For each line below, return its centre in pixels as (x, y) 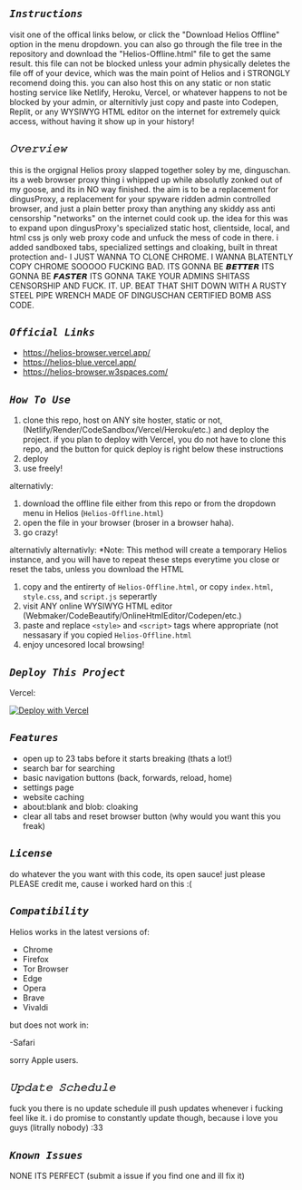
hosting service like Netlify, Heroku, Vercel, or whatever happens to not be (148, 92)
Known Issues (46, 1155)
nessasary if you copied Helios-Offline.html (107, 635)
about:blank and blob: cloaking (80, 806)
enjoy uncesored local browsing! (83, 645)
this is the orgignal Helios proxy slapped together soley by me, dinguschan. (150, 170)
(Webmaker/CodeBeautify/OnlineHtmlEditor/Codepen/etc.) (132, 616)
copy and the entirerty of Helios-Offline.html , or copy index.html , (148, 587)
